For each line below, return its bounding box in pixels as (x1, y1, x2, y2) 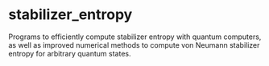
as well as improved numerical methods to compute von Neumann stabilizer (8, 40, 260, 49)
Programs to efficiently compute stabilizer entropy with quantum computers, (8, 32, 262, 41)
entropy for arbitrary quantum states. (8, 49, 131, 58)
